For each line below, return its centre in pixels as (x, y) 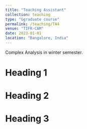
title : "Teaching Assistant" (36, 10)
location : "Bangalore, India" (37, 38)
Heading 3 (27, 119)
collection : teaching (28, 15)
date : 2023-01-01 (23, 33)
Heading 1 (26, 73)
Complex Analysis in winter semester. (44, 52)
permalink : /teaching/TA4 (32, 24)
